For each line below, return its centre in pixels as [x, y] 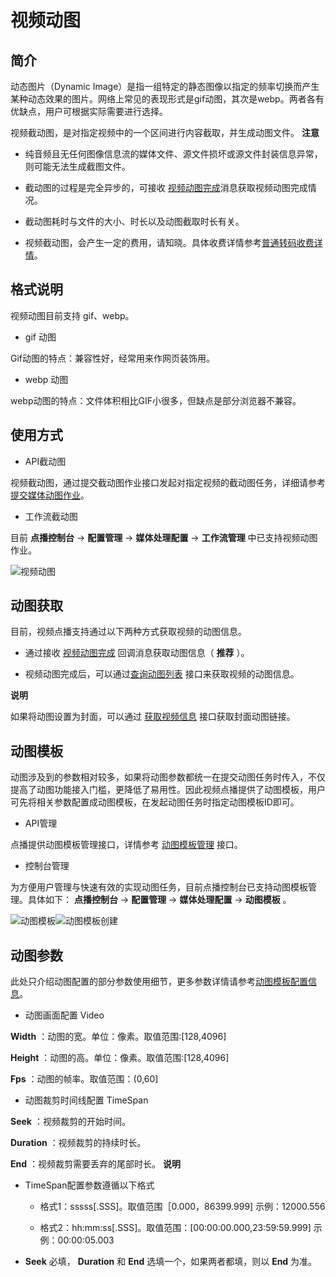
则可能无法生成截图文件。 [77, 166]
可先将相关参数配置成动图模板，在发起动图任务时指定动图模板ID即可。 [155, 802]
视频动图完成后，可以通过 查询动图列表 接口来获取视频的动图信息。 [162, 674]
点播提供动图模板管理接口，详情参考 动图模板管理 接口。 [126, 845]
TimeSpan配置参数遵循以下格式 [89, 1185]
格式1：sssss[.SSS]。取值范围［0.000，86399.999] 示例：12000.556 [182, 1207]
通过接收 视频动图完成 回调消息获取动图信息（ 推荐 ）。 [137, 653]
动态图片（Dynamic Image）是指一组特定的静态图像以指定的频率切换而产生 [165, 86]
